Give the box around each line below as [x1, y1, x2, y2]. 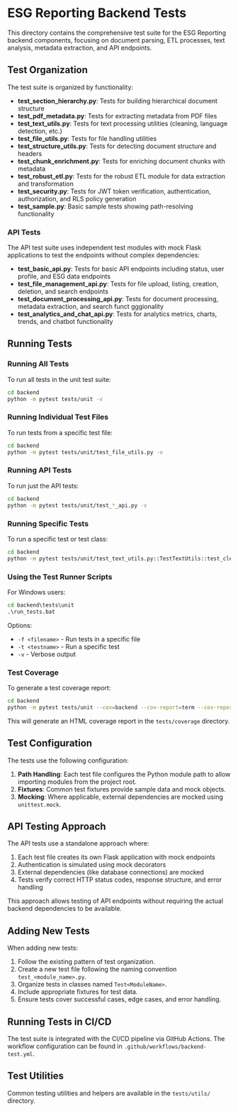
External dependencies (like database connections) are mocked [17, 868, 204, 877]
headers [17, 149, 42, 157]
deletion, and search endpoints [17, 287, 108, 296]
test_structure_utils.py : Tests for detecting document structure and [17, 142, 217, 150]
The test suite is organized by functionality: [7, 83, 133, 91]
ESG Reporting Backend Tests [7, 5, 186, 21]
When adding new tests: [7, 944, 79, 953]
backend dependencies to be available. [7, 904, 123, 913]
